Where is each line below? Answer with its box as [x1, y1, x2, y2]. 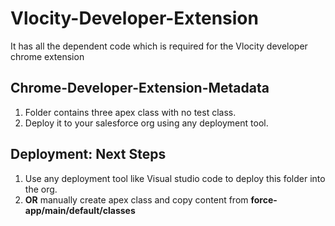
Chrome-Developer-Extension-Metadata [10, 80, 270, 97]
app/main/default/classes [24, 204, 136, 216]
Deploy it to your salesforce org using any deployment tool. [24, 117, 269, 129]
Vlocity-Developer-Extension [10, 7, 259, 30]
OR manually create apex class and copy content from [24, 193, 249, 206]
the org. [24, 183, 58, 195]
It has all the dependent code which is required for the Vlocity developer [10, 40, 308, 52]
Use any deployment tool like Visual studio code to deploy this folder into [24, 172, 326, 184]
